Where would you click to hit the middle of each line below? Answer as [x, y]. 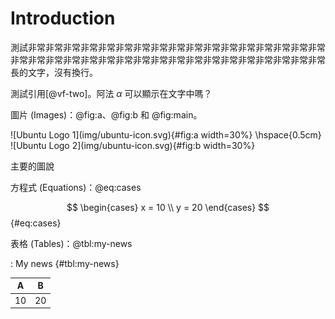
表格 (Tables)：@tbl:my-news [71, 243]
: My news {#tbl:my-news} [65, 263]
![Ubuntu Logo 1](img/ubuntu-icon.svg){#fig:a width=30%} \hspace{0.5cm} [166, 134]
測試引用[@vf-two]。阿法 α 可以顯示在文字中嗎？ [111, 93]
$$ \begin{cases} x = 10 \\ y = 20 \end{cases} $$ [168, 207]
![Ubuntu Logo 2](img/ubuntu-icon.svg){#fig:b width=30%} [133, 145]
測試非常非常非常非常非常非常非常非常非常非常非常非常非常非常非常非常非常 [168, 47]
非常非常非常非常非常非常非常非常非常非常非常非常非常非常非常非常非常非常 [168, 59]
